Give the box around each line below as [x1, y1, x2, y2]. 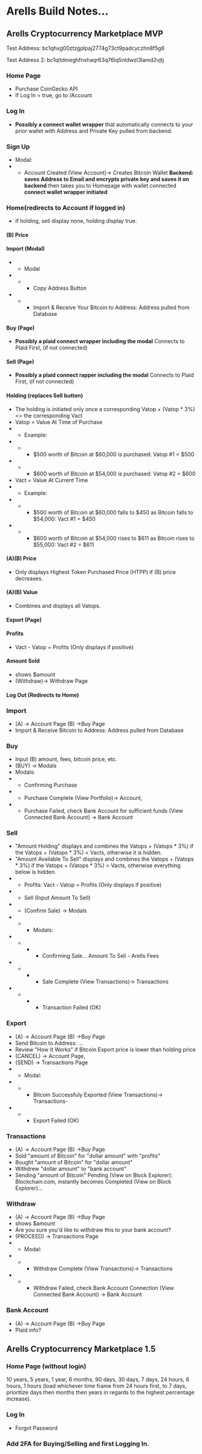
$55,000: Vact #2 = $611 [33, 541, 94, 548]
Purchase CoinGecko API [15, 85, 78, 92]
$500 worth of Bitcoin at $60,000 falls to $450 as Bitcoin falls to [33, 508, 194, 516]
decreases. [15, 575, 44, 582]
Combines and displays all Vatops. [15, 602, 101, 609]
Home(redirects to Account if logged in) [6, 203, 126, 212]
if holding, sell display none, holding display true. [15, 217, 137, 225]
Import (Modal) [6, 245, 45, 253]
